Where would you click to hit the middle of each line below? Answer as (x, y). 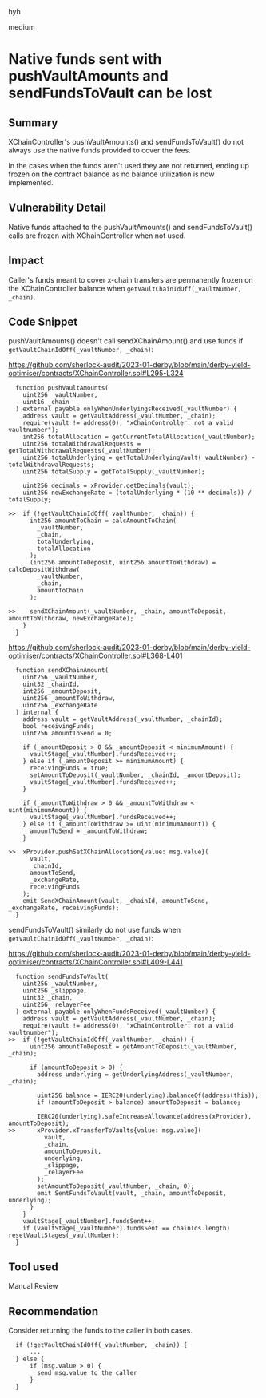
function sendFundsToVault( (62, 977)
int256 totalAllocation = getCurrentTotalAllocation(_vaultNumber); (139, 437)
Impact (26, 261)
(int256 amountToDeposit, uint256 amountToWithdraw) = (123, 563)
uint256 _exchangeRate (60, 706)
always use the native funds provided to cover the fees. (100, 150)
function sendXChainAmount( (62, 671)
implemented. (31, 182)
